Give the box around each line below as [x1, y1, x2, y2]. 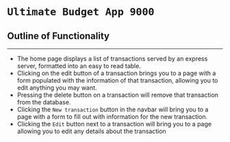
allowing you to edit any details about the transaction [16, 127, 166, 135]
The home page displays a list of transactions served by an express [16, 55, 208, 63]
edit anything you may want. [16, 84, 97, 91]
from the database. [16, 98, 71, 106]
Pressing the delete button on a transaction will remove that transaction [16, 91, 219, 99]
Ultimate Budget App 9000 [7, 5, 155, 18]
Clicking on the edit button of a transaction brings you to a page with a [16, 69, 216, 77]
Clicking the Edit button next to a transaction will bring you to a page [16, 120, 212, 128]
